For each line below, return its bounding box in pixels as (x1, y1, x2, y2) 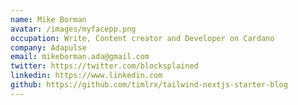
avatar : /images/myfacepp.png (10, 24, 137, 34)
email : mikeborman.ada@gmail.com (10, 52, 150, 62)
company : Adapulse (10, 42, 87, 53)
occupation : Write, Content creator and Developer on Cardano (10, 33, 275, 43)
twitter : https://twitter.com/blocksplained (10, 61, 199, 71)
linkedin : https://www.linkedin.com (10, 71, 163, 81)
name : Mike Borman (10, 14, 87, 25)
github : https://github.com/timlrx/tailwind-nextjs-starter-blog (10, 80, 288, 90)
